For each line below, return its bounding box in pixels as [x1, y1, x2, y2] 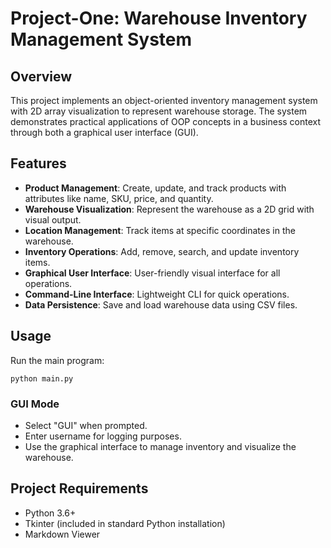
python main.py [10, 373, 74, 384]
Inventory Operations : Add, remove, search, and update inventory [24, 245, 300, 257]
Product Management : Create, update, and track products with [24, 182, 287, 194]
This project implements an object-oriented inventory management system [10, 95, 318, 106]
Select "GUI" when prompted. [24, 419, 148, 431]
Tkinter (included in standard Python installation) [24, 517, 226, 529]
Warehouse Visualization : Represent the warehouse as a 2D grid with [24, 203, 315, 215]
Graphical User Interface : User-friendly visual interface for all [24, 267, 281, 279]
